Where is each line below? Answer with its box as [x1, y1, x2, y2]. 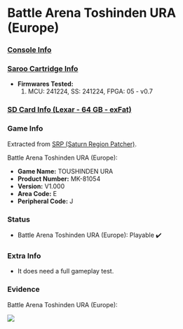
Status [7, 214, 30, 224]
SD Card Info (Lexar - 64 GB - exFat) [7, 105, 132, 115]
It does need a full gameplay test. [17, 267, 114, 276]
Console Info [7, 45, 52, 55]
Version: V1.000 [17, 181, 65, 191]
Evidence [7, 285, 40, 295]
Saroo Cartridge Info [7, 64, 79, 74]
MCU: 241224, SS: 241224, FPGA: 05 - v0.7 [27, 87, 153, 96]
